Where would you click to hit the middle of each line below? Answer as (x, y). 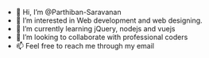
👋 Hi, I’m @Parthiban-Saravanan (68, 12)
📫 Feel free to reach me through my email (85, 46)
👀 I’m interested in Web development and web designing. (109, 20)
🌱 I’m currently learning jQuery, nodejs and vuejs (95, 29)
